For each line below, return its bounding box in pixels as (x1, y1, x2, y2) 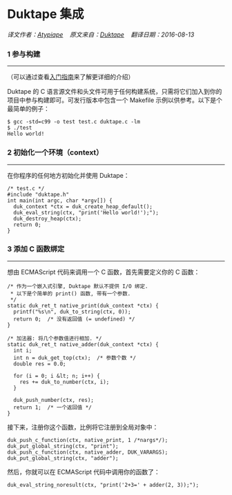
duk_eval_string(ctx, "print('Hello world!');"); (13, 209, 159, 216)
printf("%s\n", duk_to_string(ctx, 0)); (13, 308, 131, 315)
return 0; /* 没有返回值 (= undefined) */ (13, 315, 135, 323)
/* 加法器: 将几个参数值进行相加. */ (7, 335, 102, 342)
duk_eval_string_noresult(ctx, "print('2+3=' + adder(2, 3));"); (7, 481, 199, 488)
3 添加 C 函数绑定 (7, 244, 65, 254)
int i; (13, 347, 32, 354)
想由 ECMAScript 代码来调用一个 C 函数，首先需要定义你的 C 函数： (7, 267, 200, 276)
